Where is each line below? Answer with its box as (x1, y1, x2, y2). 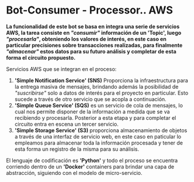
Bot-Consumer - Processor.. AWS (6, 4, 173, 17)
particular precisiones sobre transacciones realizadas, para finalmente (6, 42, 183, 49)
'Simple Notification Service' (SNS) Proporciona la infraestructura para (14, 77, 189, 84)
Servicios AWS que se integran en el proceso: (6, 65, 117, 72)
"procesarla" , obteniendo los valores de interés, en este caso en (6, 35, 167, 42)
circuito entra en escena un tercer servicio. (14, 120, 119, 127)
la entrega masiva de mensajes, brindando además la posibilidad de (14, 83, 179, 90)
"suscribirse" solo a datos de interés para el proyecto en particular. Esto (14, 89, 189, 96)
